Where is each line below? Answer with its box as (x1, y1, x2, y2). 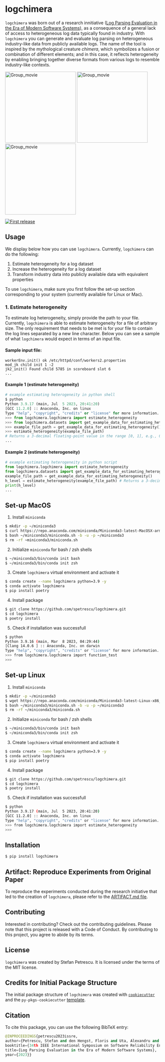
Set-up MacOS (5, 501, 51, 510)
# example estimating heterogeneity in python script (5, 460, 118, 465)
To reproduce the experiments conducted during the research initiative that (5, 889, 157, 895)
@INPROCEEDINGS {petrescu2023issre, (5, 1034, 78, 1039)
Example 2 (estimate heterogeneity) (5, 449, 80, 455)
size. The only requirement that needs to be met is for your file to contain (5, 325, 153, 331)
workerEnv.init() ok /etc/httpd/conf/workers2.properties (5, 358, 126, 363)
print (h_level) (5, 483, 36, 488)
